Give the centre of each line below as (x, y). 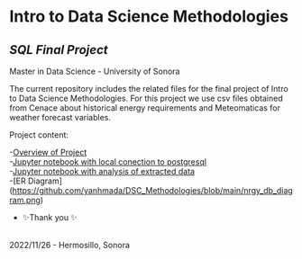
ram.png (25, 200)
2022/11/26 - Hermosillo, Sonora (70, 245)
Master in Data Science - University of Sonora (95, 71)
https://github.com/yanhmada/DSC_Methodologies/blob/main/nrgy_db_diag (152, 190)
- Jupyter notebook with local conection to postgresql (108, 162)
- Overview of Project (48, 152)
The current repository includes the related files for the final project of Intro (149, 89)
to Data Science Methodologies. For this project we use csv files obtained (146, 98)
